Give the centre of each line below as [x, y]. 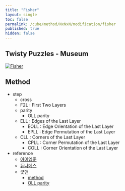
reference [23, 153]
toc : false [17, 19]
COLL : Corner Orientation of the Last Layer [73, 148]
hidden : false [20, 33]
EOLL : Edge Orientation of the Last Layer [71, 126]
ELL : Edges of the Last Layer [50, 121]
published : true [22, 29]
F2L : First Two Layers [43, 105]
